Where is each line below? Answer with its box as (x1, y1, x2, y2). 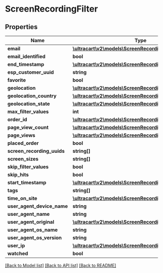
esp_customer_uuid (7, 69, 54, 76)
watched (7, 250, 28, 257)
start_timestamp (7, 179, 47, 186)
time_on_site (7, 195, 37, 202)
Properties (5, 23, 38, 31)
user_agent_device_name (7, 203, 68, 209)
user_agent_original (7, 219, 54, 225)
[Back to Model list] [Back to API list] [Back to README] (5, 263, 116, 268)
